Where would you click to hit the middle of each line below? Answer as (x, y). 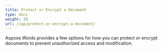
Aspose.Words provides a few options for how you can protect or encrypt (82, 38)
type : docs (17, 14)
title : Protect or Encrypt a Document (46, 10)
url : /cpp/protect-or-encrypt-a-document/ (50, 24)
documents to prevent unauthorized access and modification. (69, 43)
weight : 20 (17, 19)
